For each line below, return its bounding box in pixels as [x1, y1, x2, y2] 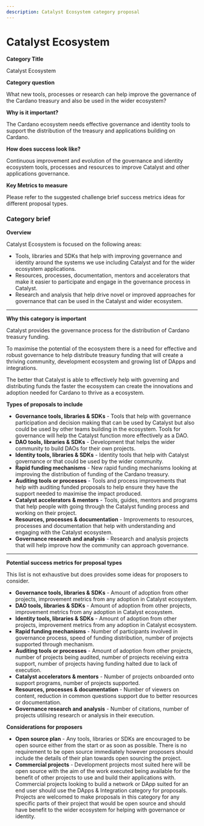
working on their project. [15, 509, 77, 516]
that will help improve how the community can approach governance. [15, 541, 189, 548]
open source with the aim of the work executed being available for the [15, 767, 191, 774]
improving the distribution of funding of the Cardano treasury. [15, 470, 170, 477]
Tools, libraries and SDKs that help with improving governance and [15, 252, 182, 259]
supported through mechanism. [15, 640, 94, 647]
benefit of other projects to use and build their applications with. [15, 774, 176, 781]
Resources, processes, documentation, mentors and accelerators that [15, 271, 190, 279]
